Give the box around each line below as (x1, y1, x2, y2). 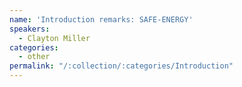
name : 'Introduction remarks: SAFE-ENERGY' (9, 14, 194, 25)
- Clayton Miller (18, 33, 91, 43)
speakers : (9, 24, 51, 34)
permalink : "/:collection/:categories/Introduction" (9, 61, 234, 71)
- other (18, 52, 51, 62)
